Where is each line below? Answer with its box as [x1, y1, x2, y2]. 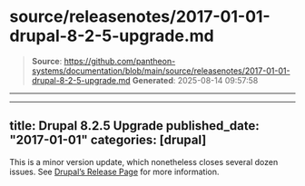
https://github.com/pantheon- [64, 55, 176, 66]
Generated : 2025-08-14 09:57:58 [132, 74, 259, 85]
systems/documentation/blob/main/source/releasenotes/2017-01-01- [31, 65, 290, 76]
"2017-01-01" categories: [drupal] [9, 132, 207, 148]
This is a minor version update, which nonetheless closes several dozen [9, 156, 279, 167]
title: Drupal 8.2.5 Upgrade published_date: [9, 118, 261, 133]
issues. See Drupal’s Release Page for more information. [9, 166, 220, 177]
